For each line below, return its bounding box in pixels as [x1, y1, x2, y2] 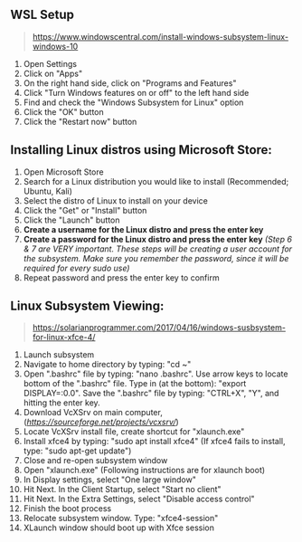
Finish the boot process [23, 503, 112, 514]
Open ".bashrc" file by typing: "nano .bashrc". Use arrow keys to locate [23, 368, 288, 379]
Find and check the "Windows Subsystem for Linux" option [23, 97, 244, 108]
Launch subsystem [23, 349, 95, 360]
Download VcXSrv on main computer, [23, 407, 164, 418]
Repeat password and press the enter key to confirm [23, 271, 220, 283]
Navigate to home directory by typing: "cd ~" [23, 359, 192, 370]
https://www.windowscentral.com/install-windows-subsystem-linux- [32, 31, 288, 42]
